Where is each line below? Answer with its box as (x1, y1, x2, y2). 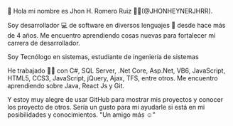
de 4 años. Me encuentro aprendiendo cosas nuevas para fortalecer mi (7, 31, 216, 39)
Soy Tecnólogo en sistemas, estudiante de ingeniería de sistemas (7, 53, 199, 61)
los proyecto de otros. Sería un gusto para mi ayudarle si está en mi (7, 103, 205, 111)
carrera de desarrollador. (7, 39, 80, 47)
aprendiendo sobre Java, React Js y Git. (7, 82, 125, 90)
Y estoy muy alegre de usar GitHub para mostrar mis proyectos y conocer (7, 95, 224, 103)
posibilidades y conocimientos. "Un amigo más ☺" (7, 110, 156, 119)
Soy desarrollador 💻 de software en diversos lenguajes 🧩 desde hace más (7, 21, 226, 29)
